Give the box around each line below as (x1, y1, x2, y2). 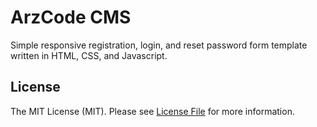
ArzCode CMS (10, 6, 132, 29)
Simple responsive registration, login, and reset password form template (10, 39, 308, 51)
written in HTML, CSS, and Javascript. (10, 49, 168, 61)
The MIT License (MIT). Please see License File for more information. (10, 105, 295, 117)
